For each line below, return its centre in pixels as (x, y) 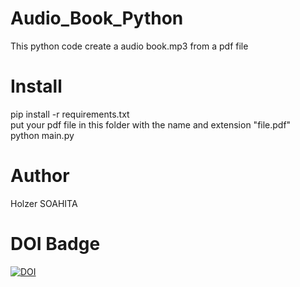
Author (40, 176)
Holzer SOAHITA (44, 203)
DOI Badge (55, 244)
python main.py (42, 135)
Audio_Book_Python (97, 18)
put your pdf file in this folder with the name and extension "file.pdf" (151, 124)
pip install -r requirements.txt (70, 114)
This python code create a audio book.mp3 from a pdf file (129, 46)
